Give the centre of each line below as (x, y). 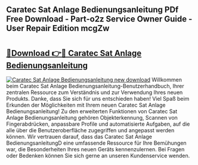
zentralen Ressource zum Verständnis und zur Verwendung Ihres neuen (95, 92)
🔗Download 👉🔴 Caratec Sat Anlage (74, 53)
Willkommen (167, 80)
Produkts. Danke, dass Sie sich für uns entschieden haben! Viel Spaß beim (98, 99)
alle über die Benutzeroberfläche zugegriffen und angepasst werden (90, 130)
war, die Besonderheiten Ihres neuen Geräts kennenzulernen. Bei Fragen (95, 149)
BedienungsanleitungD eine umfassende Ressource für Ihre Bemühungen (96, 143)
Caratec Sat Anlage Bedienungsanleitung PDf (92, 10)
